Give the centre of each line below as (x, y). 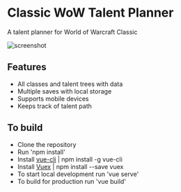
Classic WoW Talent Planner (90, 13)
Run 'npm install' (41, 152)
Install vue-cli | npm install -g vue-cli (70, 159)
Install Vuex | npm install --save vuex (70, 166)
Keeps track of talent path (54, 106)
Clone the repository (47, 144)
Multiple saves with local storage (64, 91)
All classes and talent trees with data (70, 84)
